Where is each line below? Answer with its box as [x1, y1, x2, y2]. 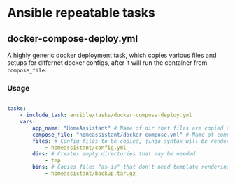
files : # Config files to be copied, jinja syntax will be [32, 137, 208, 144]
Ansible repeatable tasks [7, 5, 155, 21]
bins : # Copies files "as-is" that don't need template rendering [32, 164, 230, 171]
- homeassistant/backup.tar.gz [44, 170, 136, 177]
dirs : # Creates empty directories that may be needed [32, 151, 196, 158]
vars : [20, 118, 36, 125]
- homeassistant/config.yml [44, 144, 127, 151]
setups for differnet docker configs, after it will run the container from [7, 59, 208, 67]
